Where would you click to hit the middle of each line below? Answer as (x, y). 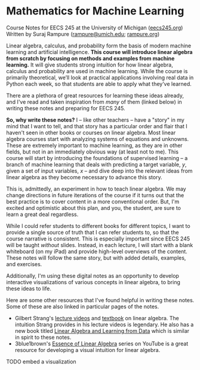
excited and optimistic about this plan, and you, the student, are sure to (93, 207)
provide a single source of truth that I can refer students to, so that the (93, 232)
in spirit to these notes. (43, 337)
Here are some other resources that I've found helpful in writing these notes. (100, 300)
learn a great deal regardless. (42, 214)
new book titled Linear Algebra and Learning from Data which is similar (102, 330)
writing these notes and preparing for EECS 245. (66, 108)
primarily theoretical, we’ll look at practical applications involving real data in (100, 77)
